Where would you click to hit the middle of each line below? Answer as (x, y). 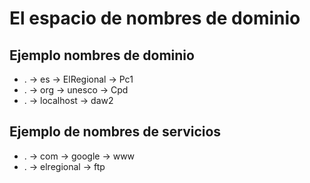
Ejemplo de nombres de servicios (115, 132)
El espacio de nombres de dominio (155, 18)
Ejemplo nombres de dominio (102, 55)
